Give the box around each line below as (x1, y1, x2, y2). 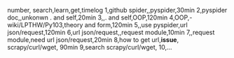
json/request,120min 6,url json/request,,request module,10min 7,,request (7, 28, 215, 36)
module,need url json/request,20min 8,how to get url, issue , (7, 36, 179, 44)
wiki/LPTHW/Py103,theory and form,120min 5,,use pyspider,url (7, 21, 188, 29)
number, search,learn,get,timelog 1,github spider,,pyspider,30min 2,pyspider (7, 6, 228, 14)
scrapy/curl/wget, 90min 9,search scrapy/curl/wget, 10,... (7, 43, 173, 51)
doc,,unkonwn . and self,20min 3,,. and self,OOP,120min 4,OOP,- (7, 13, 193, 22)
